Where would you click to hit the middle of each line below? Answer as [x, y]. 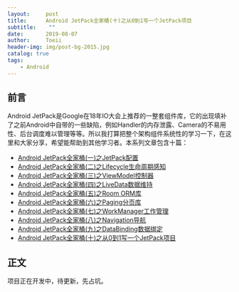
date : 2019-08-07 [43, 34]
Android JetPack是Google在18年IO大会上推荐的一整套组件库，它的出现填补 [117, 116]
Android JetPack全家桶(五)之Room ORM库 [80, 194]
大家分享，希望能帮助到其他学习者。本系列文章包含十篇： [104, 142]
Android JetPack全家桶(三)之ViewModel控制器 [86, 176]
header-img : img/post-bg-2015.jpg [59, 47]
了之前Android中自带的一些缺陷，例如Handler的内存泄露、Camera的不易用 [117, 125]
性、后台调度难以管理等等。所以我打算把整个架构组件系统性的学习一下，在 [116, 134]
